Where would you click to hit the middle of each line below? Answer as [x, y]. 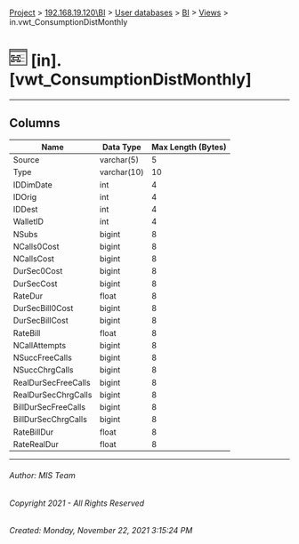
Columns [35, 123]
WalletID [28, 221]
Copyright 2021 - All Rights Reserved [77, 503]
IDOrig [25, 196]
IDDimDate [33, 184]
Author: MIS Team [42, 475]
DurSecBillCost [40, 321]
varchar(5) [119, 160]
